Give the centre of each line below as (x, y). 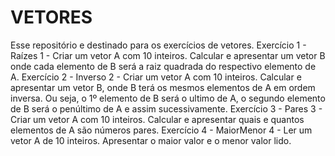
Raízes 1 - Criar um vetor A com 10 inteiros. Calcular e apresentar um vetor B (168, 55)
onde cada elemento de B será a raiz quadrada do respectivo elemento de (163, 66)
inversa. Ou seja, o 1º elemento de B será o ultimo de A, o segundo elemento (168, 98)
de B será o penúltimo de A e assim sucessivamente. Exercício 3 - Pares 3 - (166, 108)
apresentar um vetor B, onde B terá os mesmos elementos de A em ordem (163, 87)
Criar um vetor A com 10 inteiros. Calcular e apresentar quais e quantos (157, 119)
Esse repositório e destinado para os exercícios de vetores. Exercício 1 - (158, 45)
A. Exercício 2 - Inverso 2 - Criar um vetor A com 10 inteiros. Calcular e (156, 77)
